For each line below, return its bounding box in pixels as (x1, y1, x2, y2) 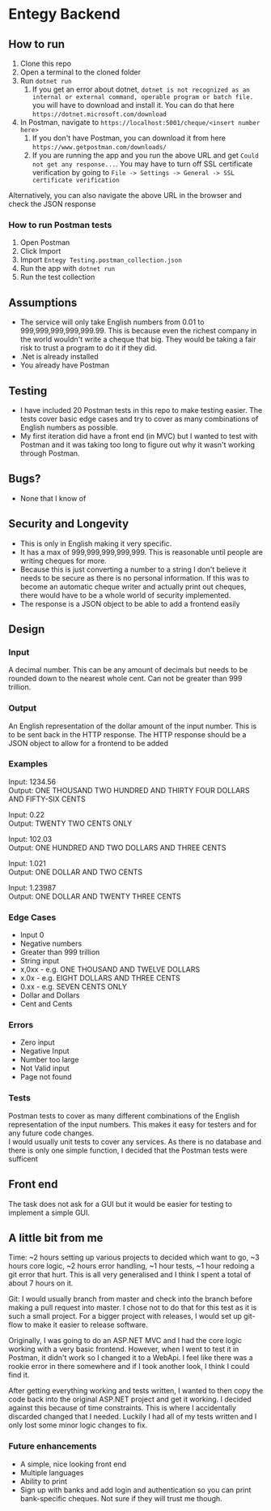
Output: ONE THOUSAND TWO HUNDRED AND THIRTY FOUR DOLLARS (8, 785, 250, 795)
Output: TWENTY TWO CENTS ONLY (8, 818, 133, 828)
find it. (8, 1370, 30, 1380)
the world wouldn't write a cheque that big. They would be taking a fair (19, 334, 256, 345)
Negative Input (19, 1046, 70, 1056)
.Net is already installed (19, 352, 99, 362)
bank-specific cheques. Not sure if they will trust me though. (19, 1493, 222, 1503)
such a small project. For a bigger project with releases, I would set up (8, 1311, 243, 1321)
